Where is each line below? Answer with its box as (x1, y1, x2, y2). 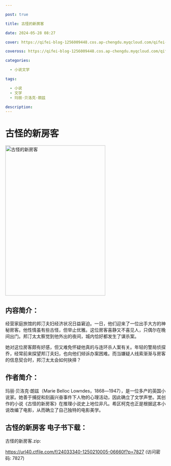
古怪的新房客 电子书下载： (5, 423, 88, 432)
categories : (5, 58, 31, 63)
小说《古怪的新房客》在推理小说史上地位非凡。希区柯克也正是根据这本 (14, 400, 161, 406)
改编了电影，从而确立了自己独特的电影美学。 (9, 407, 103, 413)
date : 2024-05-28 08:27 (5, 30, 56, 36)
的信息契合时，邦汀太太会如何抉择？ (5, 357, 81, 363)
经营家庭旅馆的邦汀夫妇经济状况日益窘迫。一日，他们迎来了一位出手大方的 (5, 321, 161, 327)
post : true (5, 12, 28, 17)
